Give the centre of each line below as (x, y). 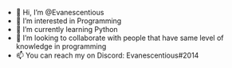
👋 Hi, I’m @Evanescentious (60, 12)
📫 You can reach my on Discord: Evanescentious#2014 (107, 55)
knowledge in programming (61, 46)
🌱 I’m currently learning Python (67, 29)
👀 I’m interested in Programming (69, 21)
